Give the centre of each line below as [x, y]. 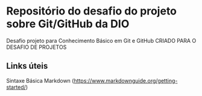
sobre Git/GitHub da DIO [68, 24]
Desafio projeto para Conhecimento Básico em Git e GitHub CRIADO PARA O [101, 40]
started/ [16, 87]
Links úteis [27, 66]
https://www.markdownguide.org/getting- [126, 80]
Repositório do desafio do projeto [91, 11]
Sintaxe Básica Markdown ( [40, 80]
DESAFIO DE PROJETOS [36, 47]
